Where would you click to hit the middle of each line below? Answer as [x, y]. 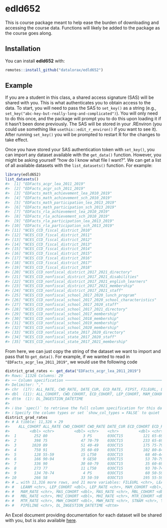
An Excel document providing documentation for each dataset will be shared [83, 515]
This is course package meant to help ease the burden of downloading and [82, 22]
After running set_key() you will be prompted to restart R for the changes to [83, 135]
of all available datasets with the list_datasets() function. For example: [79, 166]
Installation [23, 49]
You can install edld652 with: [35, 61]
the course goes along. [29, 33]
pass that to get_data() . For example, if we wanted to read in [68, 356]
